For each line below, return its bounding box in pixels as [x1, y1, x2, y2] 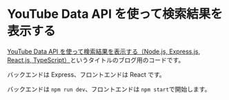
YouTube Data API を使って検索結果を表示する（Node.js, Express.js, [7, 47, 201, 55]
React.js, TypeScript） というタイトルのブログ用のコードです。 [7, 55, 185, 64]
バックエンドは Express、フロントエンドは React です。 [7, 70, 166, 79]
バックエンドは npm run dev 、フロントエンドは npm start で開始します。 [7, 85, 211, 93]
